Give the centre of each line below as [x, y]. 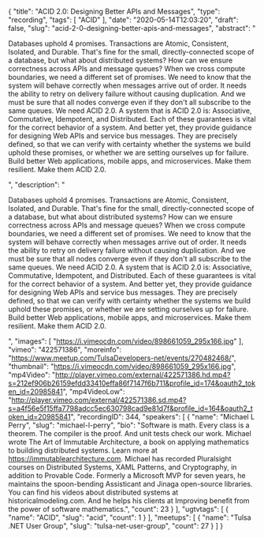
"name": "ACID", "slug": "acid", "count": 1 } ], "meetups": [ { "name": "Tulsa [130, 517]
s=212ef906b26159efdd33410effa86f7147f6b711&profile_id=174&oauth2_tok [132, 383]
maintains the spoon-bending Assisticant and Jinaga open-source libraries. [130, 484]
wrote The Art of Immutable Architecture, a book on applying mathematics [129, 442]
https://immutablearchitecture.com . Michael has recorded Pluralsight [120, 459]
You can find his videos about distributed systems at [93, 492]
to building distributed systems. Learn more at [83, 450]
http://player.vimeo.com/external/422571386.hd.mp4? [143, 375]
